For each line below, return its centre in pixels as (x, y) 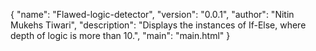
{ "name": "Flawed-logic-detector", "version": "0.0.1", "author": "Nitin (152, 14)
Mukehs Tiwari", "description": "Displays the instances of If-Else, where (158, 25)
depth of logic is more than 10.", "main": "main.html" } (120, 35)
